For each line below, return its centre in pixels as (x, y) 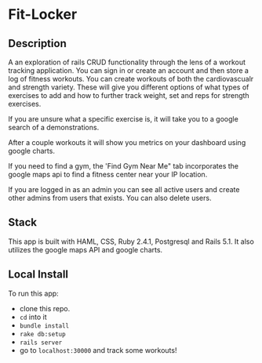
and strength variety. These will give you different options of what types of (129, 87)
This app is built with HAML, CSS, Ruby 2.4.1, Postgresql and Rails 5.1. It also (131, 241)
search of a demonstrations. (54, 127)
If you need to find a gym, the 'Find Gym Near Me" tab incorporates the (124, 166)
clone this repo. (45, 308)
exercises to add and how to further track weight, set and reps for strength (129, 95)
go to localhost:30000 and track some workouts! (98, 350)
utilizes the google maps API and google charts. (86, 249)
